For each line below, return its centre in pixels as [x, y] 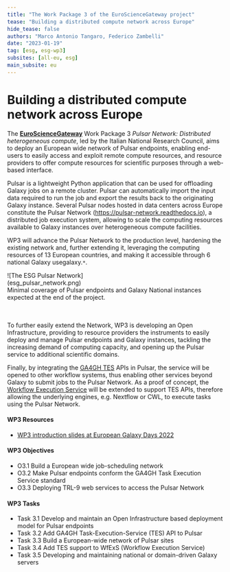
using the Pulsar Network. [44, 404]
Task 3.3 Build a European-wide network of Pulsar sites [95, 540]
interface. [40, 170]
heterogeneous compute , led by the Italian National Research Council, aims [113, 141]
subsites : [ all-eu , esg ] [43, 58]
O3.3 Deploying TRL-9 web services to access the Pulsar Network [111, 488]
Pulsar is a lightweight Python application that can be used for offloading [110, 183]
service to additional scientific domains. [64, 354]
